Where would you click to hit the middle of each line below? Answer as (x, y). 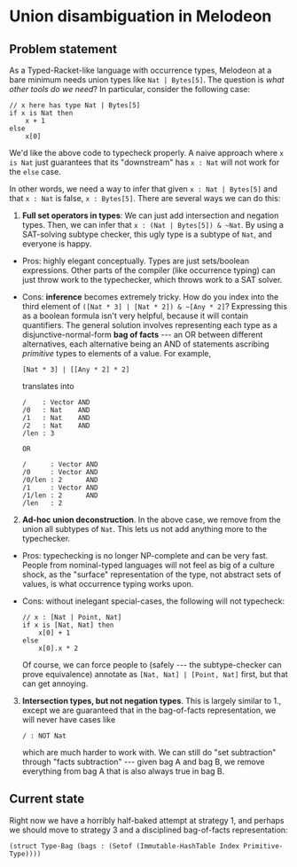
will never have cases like (69, 719)
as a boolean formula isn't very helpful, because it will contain (135, 316)
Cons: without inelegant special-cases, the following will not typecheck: (153, 601)
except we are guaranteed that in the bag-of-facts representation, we (149, 710)
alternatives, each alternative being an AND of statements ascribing (145, 344)
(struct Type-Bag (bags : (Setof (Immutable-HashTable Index (125, 846)
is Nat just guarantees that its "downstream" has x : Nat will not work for (145, 162)
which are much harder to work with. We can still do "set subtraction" (149, 752)
